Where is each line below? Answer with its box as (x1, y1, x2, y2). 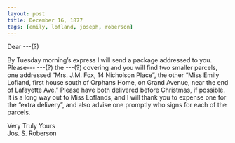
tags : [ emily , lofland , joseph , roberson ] (7, 23, 133, 30)
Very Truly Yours (7, 122, 56, 130)
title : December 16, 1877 (7, 17, 83, 24)
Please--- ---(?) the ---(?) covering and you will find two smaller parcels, (7, 64, 218, 72)
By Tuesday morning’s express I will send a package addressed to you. (7, 56, 213, 64)
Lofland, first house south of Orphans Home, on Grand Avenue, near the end (7, 79, 229, 87)
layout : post (7, 10, 46, 18)
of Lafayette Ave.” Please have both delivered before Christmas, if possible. (7, 86, 226, 95)
